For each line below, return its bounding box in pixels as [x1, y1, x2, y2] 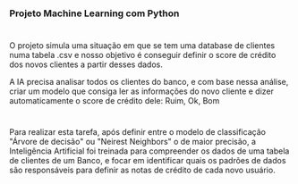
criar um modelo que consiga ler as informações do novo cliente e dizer [9, 86, 275, 96]
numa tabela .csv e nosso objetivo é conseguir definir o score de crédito [9, 50, 277, 61]
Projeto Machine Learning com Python [9, 7, 180, 20]
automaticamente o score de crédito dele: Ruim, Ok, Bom [9, 96, 220, 106]
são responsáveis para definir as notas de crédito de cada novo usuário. [9, 164, 276, 176]
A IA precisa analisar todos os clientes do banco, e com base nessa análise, [9, 77, 289, 88]
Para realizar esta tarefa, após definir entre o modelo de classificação [9, 127, 267, 138]
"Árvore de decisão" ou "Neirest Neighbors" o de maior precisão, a [9, 137, 257, 147]
